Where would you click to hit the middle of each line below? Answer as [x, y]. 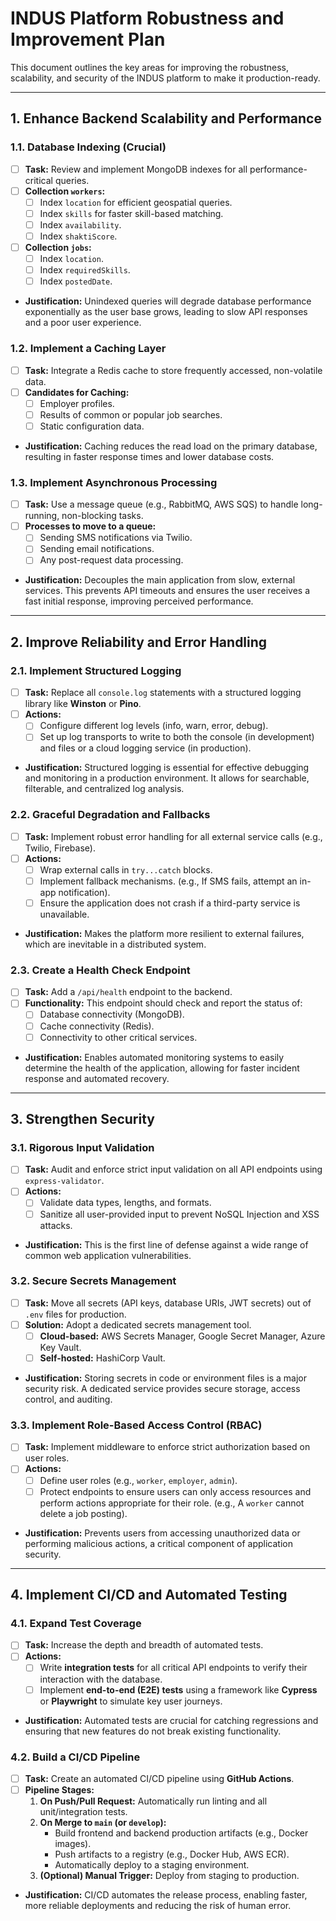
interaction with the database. [101, 1679]
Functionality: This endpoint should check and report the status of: [163, 1003]
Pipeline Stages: [59, 1789]
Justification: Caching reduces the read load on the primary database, [171, 446]
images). [73, 1844]
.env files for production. [75, 1314]
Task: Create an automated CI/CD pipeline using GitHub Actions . [159, 1778]
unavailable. [64, 914]
